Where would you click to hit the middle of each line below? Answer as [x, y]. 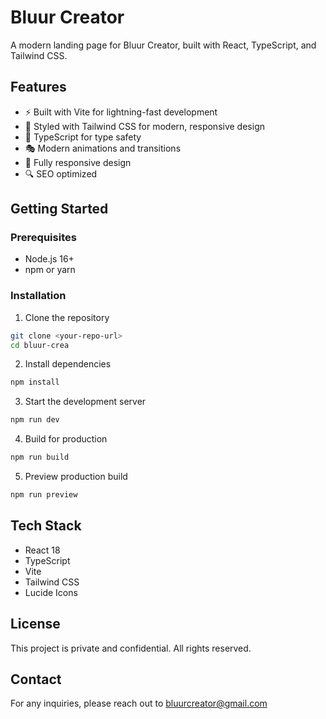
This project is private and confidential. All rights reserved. [131, 648]
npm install [35, 382]
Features [38, 87]
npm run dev [35, 420]
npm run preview [44, 495]
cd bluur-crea [40, 345]
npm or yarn [50, 270]
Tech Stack [46, 526]
